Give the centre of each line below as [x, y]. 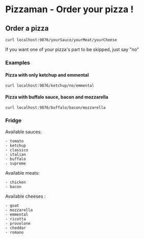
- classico [17, 150]
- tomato [15, 141]
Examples [18, 62]
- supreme [16, 163]
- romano [15, 232]
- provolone [18, 223]
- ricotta [16, 219]
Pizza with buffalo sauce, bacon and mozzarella [57, 97]
